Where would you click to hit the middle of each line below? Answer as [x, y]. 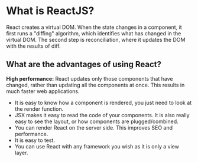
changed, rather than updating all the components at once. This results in [95, 85]
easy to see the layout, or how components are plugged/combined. [96, 121]
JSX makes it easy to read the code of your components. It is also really [102, 115]
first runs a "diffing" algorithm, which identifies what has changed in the [94, 33]
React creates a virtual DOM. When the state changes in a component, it [94, 27]
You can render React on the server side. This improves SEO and [94, 127]
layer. [21, 153]
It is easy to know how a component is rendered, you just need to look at [103, 103]
